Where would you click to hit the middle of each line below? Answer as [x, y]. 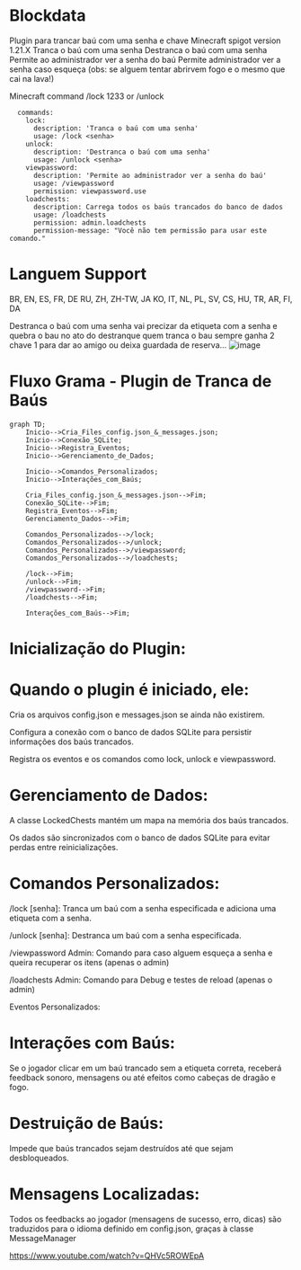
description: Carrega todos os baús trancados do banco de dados [158, 207]
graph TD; [28, 424]
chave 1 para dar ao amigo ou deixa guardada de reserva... [118, 345]
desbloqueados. [39, 1158]
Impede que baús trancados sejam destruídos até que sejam [121, 1148]
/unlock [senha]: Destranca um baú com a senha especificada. [125, 935]
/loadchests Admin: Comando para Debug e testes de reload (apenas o [141, 980]
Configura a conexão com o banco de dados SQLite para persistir [131, 732]
